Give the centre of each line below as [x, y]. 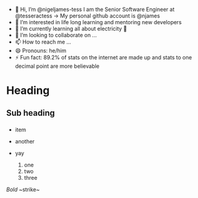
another [25, 141]
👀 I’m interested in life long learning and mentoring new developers [98, 22]
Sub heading [31, 113]
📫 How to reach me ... [43, 42]
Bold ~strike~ [23, 189]
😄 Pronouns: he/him [40, 51]
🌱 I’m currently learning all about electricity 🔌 [71, 28]
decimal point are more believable [57, 66]
